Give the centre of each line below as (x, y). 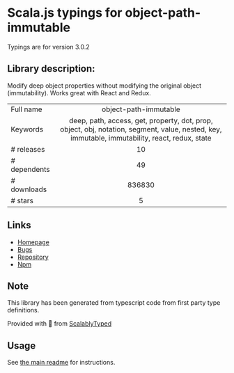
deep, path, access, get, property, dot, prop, (141, 120)
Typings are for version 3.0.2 (49, 47)
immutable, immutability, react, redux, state (141, 138)
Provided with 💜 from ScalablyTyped (60, 324)
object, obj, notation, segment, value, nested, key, (141, 129)
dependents (30, 169)
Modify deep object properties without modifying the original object (104, 86)
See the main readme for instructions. (61, 363)
